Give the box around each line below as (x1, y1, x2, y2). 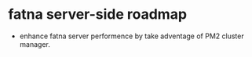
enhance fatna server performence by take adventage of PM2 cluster (19, 31, 245, 41)
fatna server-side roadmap (8, 5, 187, 23)
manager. (19, 39, 51, 48)
